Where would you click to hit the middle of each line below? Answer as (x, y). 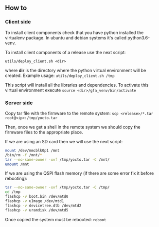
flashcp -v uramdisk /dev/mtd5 (37, 210)
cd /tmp (13, 192)
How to (16, 8)
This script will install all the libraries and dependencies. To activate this (77, 85)
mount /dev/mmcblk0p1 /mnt (32, 151)
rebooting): (16, 179)
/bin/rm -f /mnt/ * (24, 155)
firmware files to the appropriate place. (44, 132)
